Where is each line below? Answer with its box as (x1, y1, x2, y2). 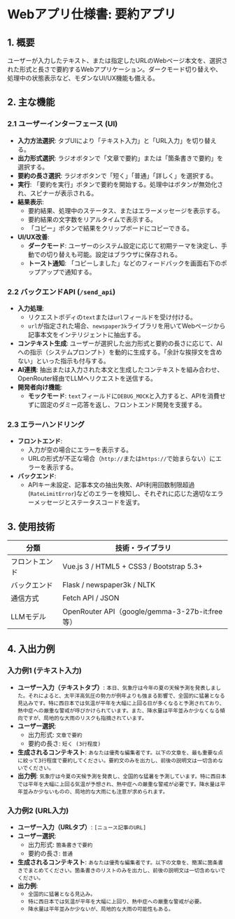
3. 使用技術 (7, 520, 55, 532)
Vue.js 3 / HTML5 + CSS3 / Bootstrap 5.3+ (62, 562, 203, 572)
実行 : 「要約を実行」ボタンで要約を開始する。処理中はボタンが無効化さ (17, 180, 224, 188)
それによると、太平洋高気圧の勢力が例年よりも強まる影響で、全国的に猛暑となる (27, 692, 225, 699)
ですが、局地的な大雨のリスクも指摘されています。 (22, 714, 148, 721)
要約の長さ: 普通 (27, 849, 73, 858)
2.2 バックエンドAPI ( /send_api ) (7, 286, 116, 296)
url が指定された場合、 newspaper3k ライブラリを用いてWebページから (27, 322, 226, 330)
